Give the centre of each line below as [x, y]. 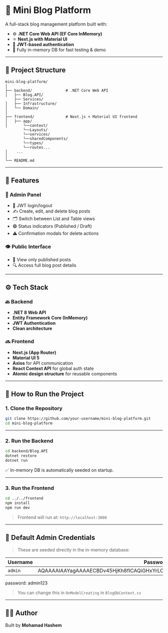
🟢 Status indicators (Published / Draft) [52, 226]
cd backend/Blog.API [27, 451]
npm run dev [17, 508]
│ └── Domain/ [22, 108]
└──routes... [37, 147]
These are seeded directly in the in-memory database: [73, 549]
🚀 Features [22, 180]
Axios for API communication [43, 363]
